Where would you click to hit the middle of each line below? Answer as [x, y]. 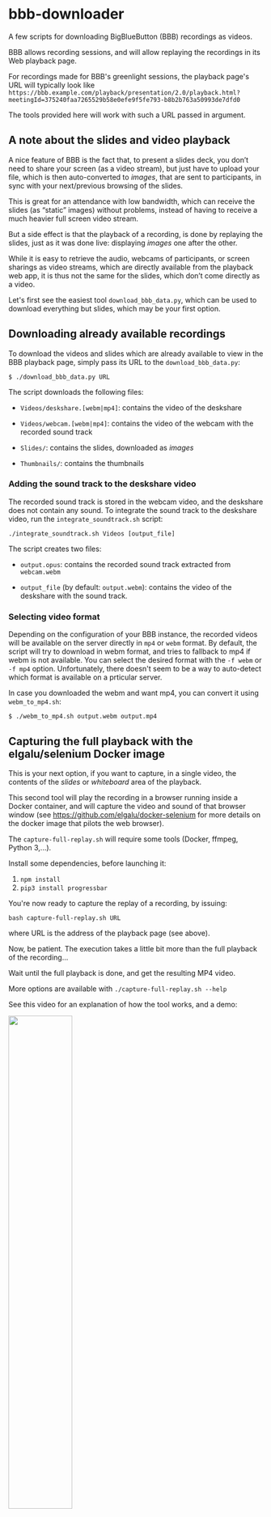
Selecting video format [54, 617]
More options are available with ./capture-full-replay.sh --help [118, 989]
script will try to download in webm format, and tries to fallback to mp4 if [129, 651]
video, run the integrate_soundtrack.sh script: [86, 519]
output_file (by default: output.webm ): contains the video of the [126, 587]
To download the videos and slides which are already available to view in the [136, 354]
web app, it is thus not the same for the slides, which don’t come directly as [134, 275]
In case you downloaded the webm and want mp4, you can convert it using [133, 693]
